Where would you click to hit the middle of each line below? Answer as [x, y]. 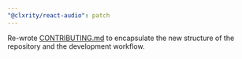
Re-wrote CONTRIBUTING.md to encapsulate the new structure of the [121, 38]
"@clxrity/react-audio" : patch [59, 15]
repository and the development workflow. [76, 46]
